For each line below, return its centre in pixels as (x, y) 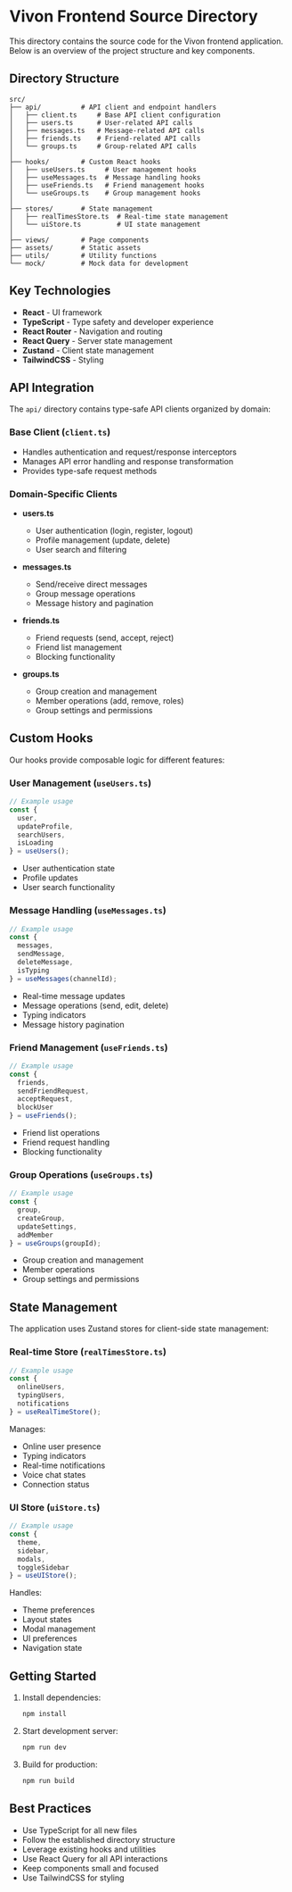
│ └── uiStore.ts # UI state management (105, 224)
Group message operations (85, 593)
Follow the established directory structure (98, 1839)
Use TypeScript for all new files (80, 1830)
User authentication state (69, 869)
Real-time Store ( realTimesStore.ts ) (88, 1352)
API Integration (52, 387)
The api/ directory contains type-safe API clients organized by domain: (140, 409)
